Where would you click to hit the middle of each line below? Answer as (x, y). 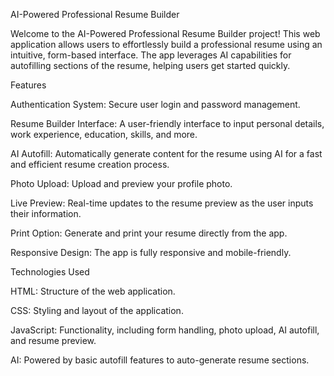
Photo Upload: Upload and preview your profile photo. (121, 183)
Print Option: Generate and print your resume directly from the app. (149, 233)
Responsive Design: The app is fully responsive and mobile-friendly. (151, 252)
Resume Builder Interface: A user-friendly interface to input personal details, (167, 123)
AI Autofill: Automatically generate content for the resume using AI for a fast (166, 153)
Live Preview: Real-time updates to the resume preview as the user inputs (162, 203)
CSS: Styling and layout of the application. (97, 310)
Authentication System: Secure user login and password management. (155, 104)
